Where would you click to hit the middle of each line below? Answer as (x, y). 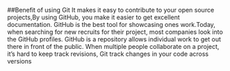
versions (19, 61)
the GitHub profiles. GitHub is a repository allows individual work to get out (114, 39)
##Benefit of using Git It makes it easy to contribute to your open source (111, 10)
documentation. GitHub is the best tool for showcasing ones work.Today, (111, 24)
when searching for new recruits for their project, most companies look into (115, 32)
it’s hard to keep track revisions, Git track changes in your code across (108, 54)
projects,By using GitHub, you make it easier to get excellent (94, 17)
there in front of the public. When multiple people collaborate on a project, (113, 47)
